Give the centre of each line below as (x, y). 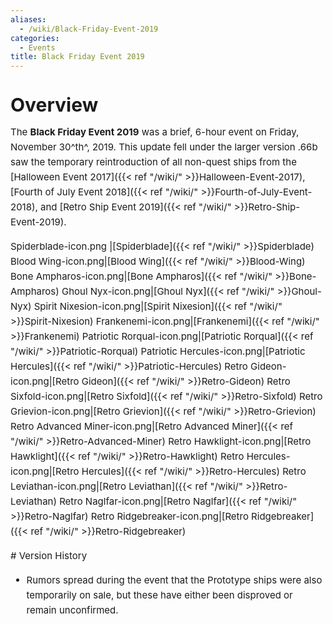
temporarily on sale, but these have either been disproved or (159, 595)
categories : (35, 38)
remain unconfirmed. (72, 610)
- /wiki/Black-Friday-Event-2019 (89, 29)
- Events (37, 47)
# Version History (49, 556)
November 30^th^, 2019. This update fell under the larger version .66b (164, 147)
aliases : (28, 19)
